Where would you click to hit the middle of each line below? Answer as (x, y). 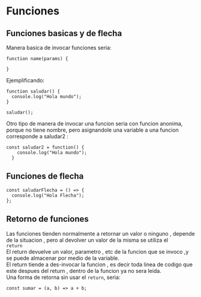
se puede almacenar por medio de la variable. (63, 258)
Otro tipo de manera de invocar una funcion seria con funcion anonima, (94, 124)
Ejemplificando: (25, 80)
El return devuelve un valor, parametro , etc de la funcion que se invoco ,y (97, 251)
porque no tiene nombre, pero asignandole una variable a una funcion (92, 130)
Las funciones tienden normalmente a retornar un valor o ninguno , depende (100, 233)
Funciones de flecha (45, 176)
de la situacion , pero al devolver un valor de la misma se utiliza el (87, 240)
